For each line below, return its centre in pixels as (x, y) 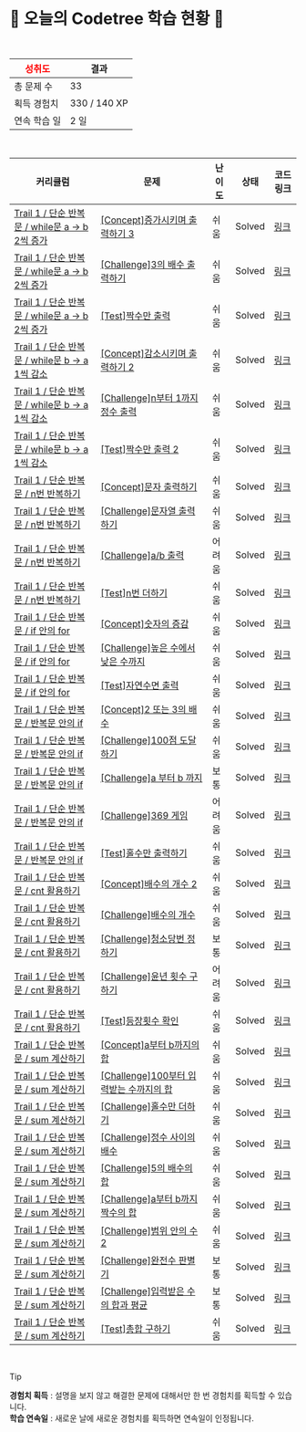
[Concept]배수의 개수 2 (148, 883)
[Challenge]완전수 (138, 1260)
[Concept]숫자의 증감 (144, 623)
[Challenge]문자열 (138, 510)
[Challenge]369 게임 (144, 815)
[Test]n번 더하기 (134, 592)
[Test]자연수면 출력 (139, 685)
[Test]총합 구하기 (135, 1329)
